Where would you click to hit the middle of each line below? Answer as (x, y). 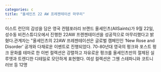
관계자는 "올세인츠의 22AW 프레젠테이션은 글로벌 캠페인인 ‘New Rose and (84, 40)
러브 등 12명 (16, 65)
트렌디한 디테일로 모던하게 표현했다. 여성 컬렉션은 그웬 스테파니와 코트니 (86, 58)
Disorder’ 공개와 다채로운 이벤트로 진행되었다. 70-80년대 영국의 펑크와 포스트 (78, 46)
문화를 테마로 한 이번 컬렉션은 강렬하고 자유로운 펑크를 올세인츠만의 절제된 (80, 52)
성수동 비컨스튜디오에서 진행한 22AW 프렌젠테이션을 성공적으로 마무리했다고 (77, 34)
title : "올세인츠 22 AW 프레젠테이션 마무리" (45, 14)
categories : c (19, 9)
